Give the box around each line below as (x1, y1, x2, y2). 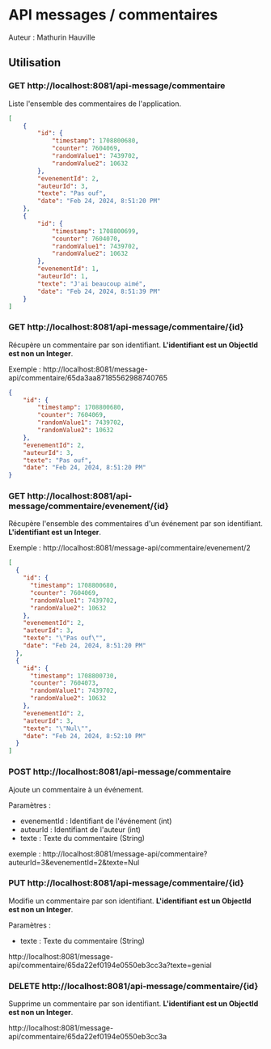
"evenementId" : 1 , (37, 265, 100, 273)
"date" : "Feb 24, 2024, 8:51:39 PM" (37, 287, 161, 295)
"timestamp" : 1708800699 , (51, 227, 139, 236)
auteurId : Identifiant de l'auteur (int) (19, 824, 142, 835)
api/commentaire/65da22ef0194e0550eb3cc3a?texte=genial (8, 960, 212, 970)
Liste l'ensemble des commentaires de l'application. (8, 99, 182, 108)
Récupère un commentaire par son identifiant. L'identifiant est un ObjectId (8, 340, 259, 350)
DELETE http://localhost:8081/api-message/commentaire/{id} (8, 980, 259, 992)
